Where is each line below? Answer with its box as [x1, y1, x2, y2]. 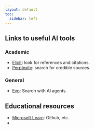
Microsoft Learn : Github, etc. [12, 115, 69, 121]
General [5, 77, 24, 83]
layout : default [5, 7, 38, 12]
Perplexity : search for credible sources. [12, 65, 91, 71]
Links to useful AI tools [5, 34, 75, 42]
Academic [5, 48, 30, 55]
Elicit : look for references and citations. [12, 60, 90, 65]
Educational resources [5, 102, 74, 110]
